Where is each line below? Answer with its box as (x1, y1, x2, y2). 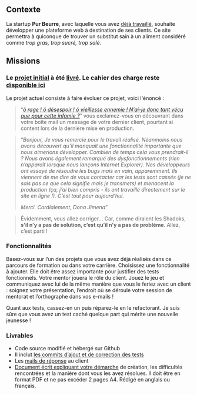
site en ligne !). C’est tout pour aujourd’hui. (20, 192, 125, 199)
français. (14, 382, 36, 390)
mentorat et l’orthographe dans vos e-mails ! (6, 293, 114, 300)
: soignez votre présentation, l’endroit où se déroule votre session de (6, 286, 172, 293)
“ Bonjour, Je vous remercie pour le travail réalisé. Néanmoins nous (20, 136, 183, 143)
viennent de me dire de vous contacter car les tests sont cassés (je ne (20, 173, 191, 180)
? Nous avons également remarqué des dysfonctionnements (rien (20, 155, 181, 162)
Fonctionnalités (6, 242, 52, 250)
